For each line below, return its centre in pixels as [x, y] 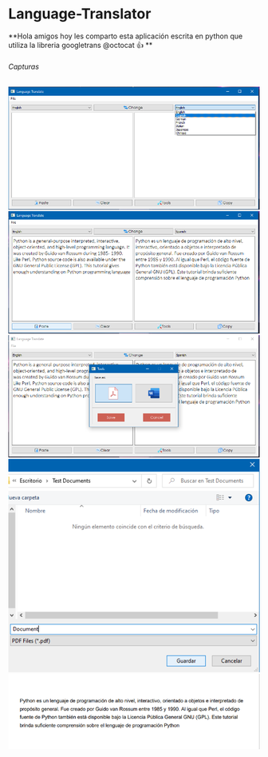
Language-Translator [80, 14]
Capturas [24, 66]
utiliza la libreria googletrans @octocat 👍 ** [81, 45]
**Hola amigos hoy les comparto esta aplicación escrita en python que [126, 36]
